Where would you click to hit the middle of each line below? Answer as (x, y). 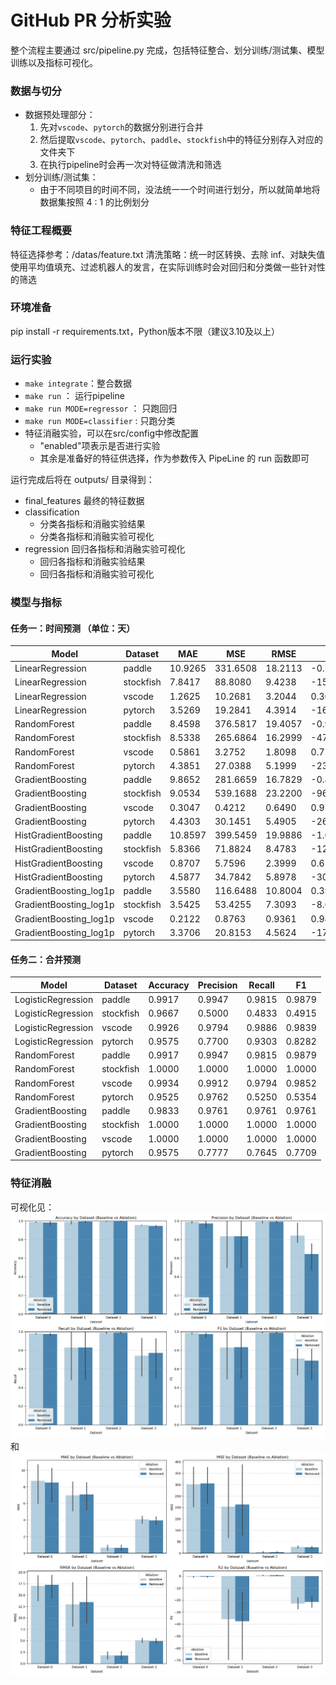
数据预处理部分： (60, 115)
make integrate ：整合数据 (78, 383)
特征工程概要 (41, 231)
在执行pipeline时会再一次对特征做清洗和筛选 (130, 165)
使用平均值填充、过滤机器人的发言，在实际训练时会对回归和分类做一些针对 (163, 267)
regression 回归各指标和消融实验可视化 (105, 549)
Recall (261, 985)
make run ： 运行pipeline (74, 396)
